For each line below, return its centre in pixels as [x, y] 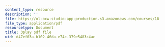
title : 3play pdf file [28, 32]
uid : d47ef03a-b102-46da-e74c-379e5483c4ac [50, 37]
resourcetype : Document [29, 28]
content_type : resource [29, 10]
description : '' [22, 14]
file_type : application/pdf [34, 23]
